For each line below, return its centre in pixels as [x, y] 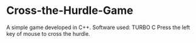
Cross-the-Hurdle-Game [70, 11]
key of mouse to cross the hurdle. [48, 33]
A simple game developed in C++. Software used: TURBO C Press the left [98, 27]
